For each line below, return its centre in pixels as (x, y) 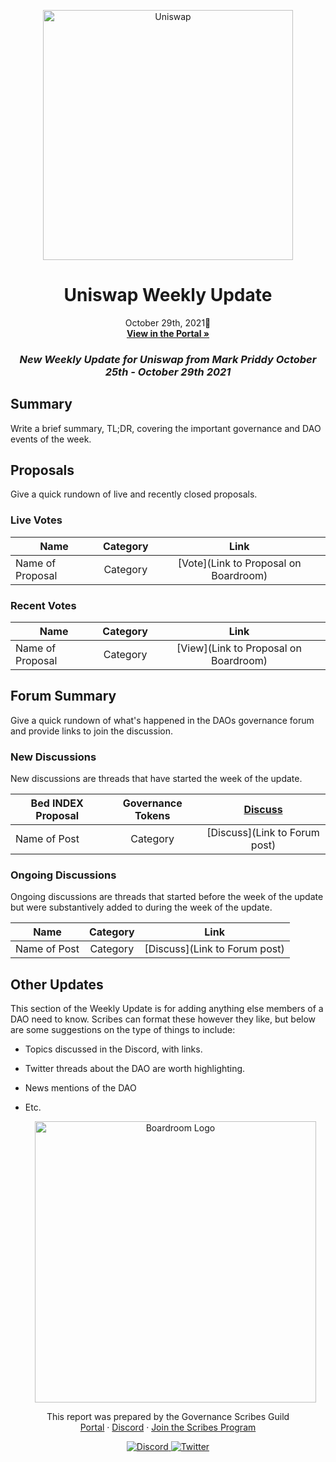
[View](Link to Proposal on (239, 648)
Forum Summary (63, 696)
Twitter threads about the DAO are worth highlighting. (135, 1069)
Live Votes (36, 520)
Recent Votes (43, 605)
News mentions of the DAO (80, 1088)
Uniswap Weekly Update (168, 295)
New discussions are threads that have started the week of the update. (156, 779)
